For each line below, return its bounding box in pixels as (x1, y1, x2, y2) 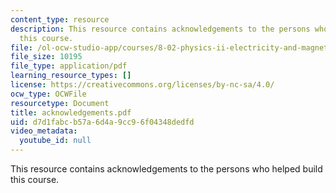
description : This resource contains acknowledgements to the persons (10, 24, 311, 34)
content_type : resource (10, 14, 110, 25)
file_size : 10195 (10, 52, 83, 62)
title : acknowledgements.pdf (10, 107, 132, 118)
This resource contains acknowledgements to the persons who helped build (10, 163, 323, 175)
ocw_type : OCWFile (10, 89, 87, 99)
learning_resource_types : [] (10, 71, 132, 81)
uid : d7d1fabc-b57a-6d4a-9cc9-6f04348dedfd (10, 117, 195, 127)
